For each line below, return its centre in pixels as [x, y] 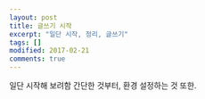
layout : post [33, 17]
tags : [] [25, 42]
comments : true [37, 59]
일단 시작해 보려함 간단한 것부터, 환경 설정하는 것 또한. [103, 85]
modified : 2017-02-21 [49, 51]
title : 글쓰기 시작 [41, 26]
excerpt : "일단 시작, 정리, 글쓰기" [69, 34]
